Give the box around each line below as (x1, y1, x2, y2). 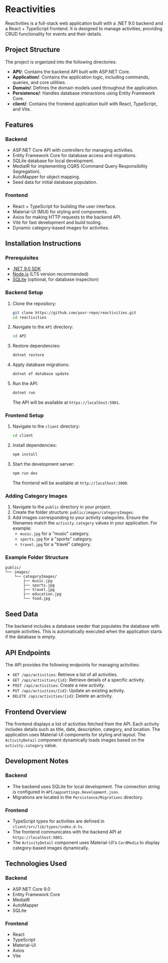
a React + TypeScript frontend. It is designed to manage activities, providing (5, 25, 162, 31)
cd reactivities (12, 315, 47, 320)
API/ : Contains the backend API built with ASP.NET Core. (12, 68, 130, 75)
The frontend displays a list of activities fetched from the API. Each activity (5, 721, 159, 727)
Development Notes (5, 757, 69, 766)
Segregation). (12, 169, 41, 175)
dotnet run (12, 390, 36, 396)
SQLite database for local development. (12, 158, 94, 164)
